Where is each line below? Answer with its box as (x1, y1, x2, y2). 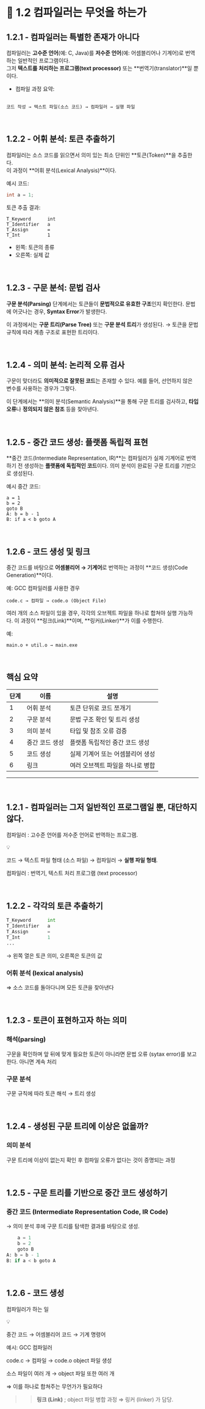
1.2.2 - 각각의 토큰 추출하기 (6, 900, 104, 911)
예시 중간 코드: (6, 483, 41, 490)
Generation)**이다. (6, 571, 53, 578)
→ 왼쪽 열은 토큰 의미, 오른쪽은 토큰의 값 (6, 952, 103, 959)
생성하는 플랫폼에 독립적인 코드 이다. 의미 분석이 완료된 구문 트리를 (24, 462, 180, 469)
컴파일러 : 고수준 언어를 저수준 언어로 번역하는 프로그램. (6, 831, 138, 839)
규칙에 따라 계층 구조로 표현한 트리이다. (6, 328, 99, 335)
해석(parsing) (6, 1035, 46, 1044)
